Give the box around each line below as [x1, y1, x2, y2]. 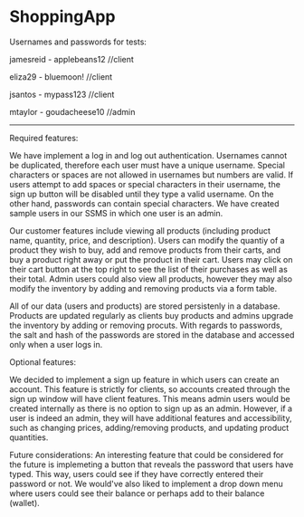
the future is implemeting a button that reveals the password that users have [9, 459, 294, 470]
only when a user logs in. [9, 339, 103, 349]
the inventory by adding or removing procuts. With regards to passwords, [9, 320, 283, 330]
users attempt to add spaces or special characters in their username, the [9, 178, 280, 189]
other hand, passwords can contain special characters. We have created [9, 197, 280, 209]
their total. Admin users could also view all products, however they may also [9, 273, 292, 284]
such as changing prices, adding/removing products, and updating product [9, 422, 290, 433]
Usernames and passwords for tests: [9, 36, 147, 47]
